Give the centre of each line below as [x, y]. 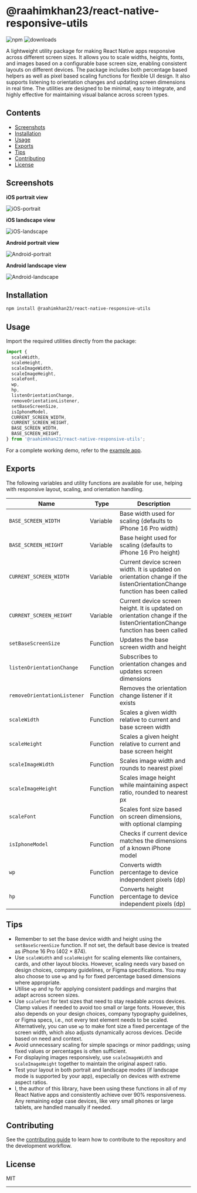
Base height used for [148, 538]
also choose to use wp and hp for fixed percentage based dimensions [97, 976]
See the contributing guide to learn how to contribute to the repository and [96, 1140]
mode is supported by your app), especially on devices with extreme [97, 1076]
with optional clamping [151, 824]
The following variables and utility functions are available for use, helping [94, 483]
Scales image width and [152, 761]
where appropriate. [38, 982]
